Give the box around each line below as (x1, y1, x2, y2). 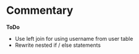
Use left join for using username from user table (14, 35, 134, 42)
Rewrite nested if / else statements (14, 41, 101, 49)
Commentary (6, 4, 74, 17)
